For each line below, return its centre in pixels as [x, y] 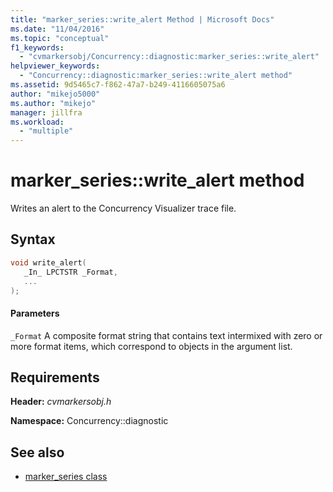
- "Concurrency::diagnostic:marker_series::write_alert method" [156, 76]
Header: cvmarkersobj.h [61, 402]
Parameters [35, 313]
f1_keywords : [37, 47]
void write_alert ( [48, 262]
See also [37, 452]
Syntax [33, 239]
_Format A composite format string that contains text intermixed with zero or [166, 335]
